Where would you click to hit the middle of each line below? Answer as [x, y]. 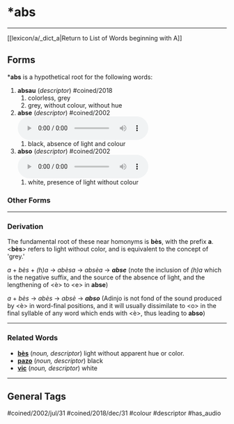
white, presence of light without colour [83, 182]
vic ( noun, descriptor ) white [57, 368]
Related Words [32, 338]
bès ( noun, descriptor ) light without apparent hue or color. [101, 353]
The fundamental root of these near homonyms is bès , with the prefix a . [110, 242]
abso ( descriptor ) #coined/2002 [64, 151]
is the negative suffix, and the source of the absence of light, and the [106, 277]
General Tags [37, 396]
